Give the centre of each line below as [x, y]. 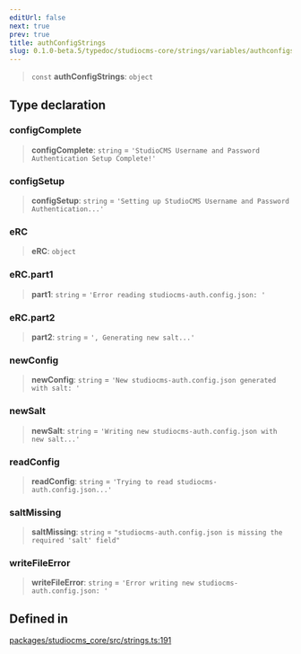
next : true [30, 26]
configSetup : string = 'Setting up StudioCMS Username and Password [160, 201]
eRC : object [53, 252]
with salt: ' [56, 389]
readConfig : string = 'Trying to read [102, 481]
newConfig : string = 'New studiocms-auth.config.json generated [154, 380]
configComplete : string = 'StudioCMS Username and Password [145, 150]
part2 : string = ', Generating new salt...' [113, 337]
